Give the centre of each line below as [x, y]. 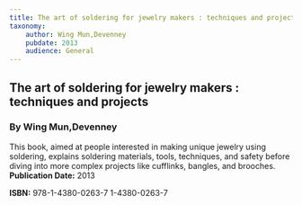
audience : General [60, 51]
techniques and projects [79, 101]
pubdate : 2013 [52, 43]
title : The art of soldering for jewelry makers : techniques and [136, 18]
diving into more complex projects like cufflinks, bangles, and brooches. [142, 165]
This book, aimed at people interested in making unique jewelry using [138, 147]
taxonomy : [28, 26]
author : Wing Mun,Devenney [76, 34]
